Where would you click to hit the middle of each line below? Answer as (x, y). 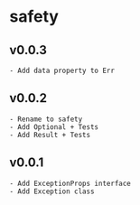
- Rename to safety (46, 119)
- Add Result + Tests (50, 135)
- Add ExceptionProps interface (70, 183)
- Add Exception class (52, 191)
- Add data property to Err (62, 70)
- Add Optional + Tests (54, 127)
